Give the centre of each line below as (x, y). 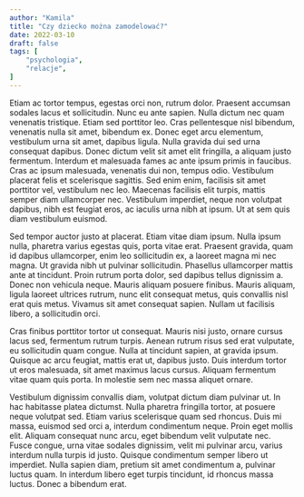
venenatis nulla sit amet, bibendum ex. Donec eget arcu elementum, (137, 132)
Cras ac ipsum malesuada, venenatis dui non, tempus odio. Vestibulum (142, 170)
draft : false (34, 43)
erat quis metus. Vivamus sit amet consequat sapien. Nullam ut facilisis (142, 303)
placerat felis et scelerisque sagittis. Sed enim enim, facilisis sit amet (137, 180)
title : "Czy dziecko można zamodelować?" (89, 26)
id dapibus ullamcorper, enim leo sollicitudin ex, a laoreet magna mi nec (143, 255)
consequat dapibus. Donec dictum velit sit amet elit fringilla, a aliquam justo (151, 151)
